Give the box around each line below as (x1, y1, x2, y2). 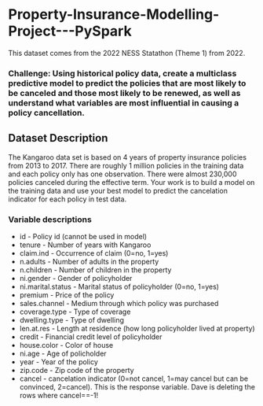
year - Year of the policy (19, 356, 98, 367)
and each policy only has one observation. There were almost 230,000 (8, 169, 237, 179)
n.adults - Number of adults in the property (19, 257, 159, 266)
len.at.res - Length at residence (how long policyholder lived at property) (19, 323, 255, 333)
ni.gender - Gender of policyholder (19, 273, 133, 282)
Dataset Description (8, 131, 108, 145)
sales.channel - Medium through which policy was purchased (19, 298, 219, 308)
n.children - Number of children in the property (19, 265, 172, 275)
